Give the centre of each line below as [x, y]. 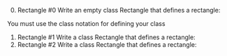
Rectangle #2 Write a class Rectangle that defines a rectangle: [107, 44]
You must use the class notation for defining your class [86, 23]
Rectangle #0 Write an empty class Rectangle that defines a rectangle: [119, 10]
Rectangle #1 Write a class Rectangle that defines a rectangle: [106, 37]
